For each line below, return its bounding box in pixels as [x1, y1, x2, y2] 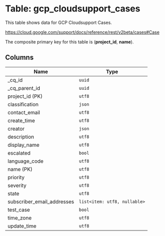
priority [7, 174, 25, 181]
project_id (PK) [7, 93, 43, 100]
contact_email [7, 109, 41, 116]
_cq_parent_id [7, 84, 41, 91]
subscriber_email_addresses [7, 198, 75, 205]
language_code [7, 158, 44, 165]
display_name [7, 141, 40, 148]
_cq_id [7, 76, 23, 83]
